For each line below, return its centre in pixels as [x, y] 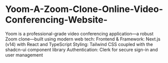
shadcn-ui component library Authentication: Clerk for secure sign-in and [81, 49]
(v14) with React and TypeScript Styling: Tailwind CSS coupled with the [79, 44]
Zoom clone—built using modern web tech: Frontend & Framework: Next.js [83, 39]
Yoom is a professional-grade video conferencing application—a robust [79, 33]
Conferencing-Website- [57, 20]
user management [24, 55]
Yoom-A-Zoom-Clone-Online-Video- [84, 9]
